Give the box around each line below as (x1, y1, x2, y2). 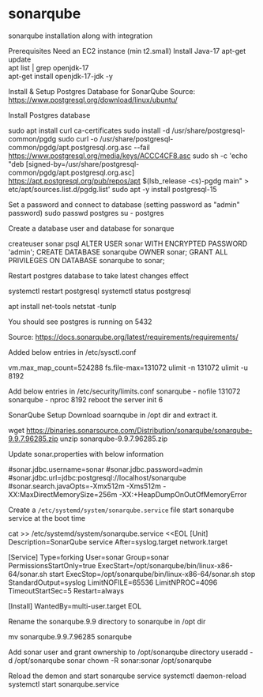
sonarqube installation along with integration (8, 31, 152, 40)
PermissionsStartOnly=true (8, 560, 96, 570)
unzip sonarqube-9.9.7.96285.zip (59, 434, 168, 443)
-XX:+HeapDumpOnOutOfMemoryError (118, 489, 247, 499)
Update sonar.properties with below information (8, 449, 164, 458)
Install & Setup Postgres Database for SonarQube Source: (8, 86, 196, 96)
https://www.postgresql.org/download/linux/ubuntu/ (8, 95, 178, 104)
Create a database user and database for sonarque (8, 223, 175, 233)
